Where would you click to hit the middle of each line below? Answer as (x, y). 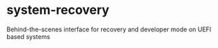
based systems (28, 36)
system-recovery (58, 10)
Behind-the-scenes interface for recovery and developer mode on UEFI (109, 29)
